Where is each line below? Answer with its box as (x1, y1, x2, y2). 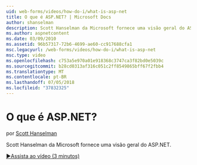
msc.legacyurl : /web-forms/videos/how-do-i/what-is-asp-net (6, 47, 157, 53)
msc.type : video (6, 52, 46, 58)
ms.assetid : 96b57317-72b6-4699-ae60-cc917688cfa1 (6, 42, 133, 48)
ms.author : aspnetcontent (6, 31, 69, 36)
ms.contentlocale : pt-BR (6, 74, 67, 80)
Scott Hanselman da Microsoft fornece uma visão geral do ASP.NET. (6, 141, 172, 148)
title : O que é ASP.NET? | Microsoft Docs (6, 14, 111, 20)
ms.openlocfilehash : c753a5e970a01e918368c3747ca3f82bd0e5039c (6, 58, 164, 63)
